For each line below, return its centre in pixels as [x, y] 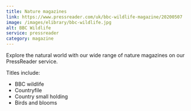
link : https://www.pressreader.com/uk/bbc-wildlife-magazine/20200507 [94, 17]
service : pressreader [33, 33]
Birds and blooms [36, 103]
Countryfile [28, 90]
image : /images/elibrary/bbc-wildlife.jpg [59, 22]
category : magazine [30, 39]
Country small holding [41, 96]
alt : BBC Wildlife [29, 28]
